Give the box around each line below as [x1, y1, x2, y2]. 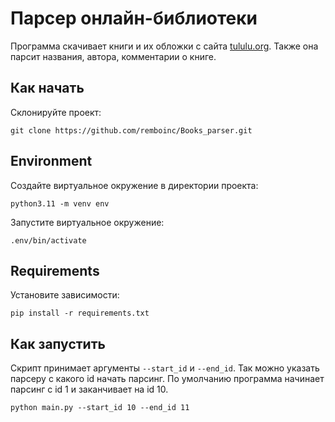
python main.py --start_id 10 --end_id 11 [10, 403, 190, 413]
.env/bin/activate [10, 235, 87, 246]
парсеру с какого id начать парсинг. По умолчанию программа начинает [10, 373, 325, 385]
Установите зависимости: [10, 289, 120, 301]
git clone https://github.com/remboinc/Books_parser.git [10, 125, 253, 136]
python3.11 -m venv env [10, 198, 110, 209]
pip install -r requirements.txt [10, 308, 150, 319]
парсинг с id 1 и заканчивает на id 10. [10, 383, 169, 396]
